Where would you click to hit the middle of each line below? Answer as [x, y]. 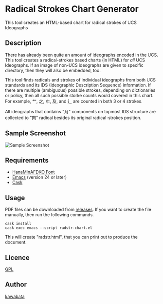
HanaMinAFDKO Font [33, 172]
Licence [18, 257]
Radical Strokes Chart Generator [72, 9]
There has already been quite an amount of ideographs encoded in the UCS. [81, 55]
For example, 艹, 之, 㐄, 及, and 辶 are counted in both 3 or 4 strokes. [74, 101]
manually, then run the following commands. [49, 215]
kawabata [15, 296]
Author [16, 285]
